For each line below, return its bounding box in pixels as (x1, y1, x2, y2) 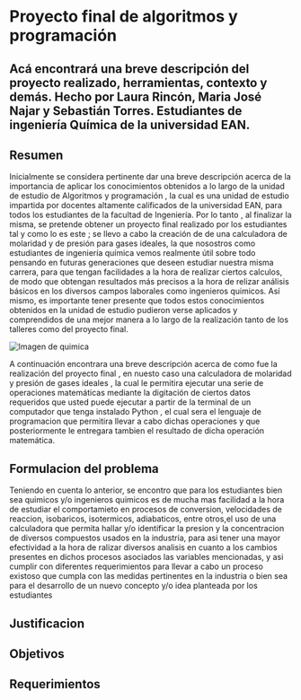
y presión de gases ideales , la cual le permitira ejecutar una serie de (9, 378, 264, 389)
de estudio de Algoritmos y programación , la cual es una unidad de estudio (9, 190, 289, 201)
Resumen (9, 147, 64, 162)
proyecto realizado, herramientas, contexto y (9, 74, 268, 91)
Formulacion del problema (9, 460, 159, 477)
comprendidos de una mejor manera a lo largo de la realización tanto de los (9, 314, 289, 325)
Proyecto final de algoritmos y (9, 6, 238, 27)
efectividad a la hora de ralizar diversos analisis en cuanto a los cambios (9, 542, 278, 553)
